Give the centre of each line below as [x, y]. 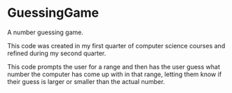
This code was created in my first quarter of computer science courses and [116, 45]
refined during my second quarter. [57, 53]
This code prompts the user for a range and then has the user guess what [114, 66]
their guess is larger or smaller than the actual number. [86, 81]
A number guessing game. [46, 32]
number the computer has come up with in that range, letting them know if [115, 74]
